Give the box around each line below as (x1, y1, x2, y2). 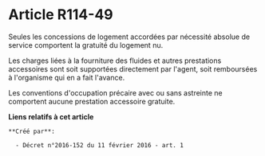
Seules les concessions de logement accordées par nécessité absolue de (8, 32, 250, 41)
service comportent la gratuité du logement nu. (8, 40, 164, 49)
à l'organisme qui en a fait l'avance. (8, 72, 125, 82)
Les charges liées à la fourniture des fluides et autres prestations (8, 56, 222, 65)
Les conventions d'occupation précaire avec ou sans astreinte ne (8, 88, 223, 97)
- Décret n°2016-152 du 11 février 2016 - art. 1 (15, 141, 184, 149)
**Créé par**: (8, 127, 56, 135)
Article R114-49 (8, 6, 113, 24)
